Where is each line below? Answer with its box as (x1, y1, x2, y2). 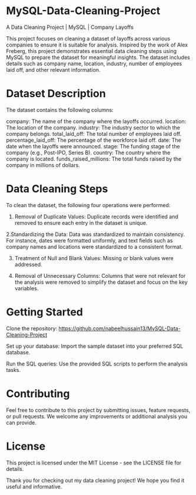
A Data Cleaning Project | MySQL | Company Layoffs (6, 24, 134, 31)
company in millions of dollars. (6, 161, 81, 168)
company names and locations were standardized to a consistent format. (6, 243, 183, 250)
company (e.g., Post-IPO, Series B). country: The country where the (6, 149, 171, 156)
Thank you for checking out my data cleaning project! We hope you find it (6, 477, 185, 484)
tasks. (6, 366, 21, 373)
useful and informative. (6, 483, 62, 490)
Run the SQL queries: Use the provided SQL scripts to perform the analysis (6, 360, 188, 367)
